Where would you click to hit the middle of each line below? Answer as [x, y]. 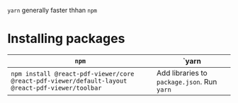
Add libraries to [182, 73]
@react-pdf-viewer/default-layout [69, 81]
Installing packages [66, 39]
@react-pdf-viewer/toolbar [56, 88]
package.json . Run [187, 82]
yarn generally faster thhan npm [52, 10]
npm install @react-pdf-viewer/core [73, 74]
